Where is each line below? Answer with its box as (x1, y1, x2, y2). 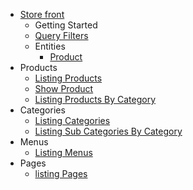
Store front (19, 9, 65, 20)
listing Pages (34, 168, 88, 179)
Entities (34, 40, 66, 52)
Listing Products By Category (34, 94, 157, 105)
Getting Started (34, 19, 98, 31)
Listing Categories (34, 115, 111, 126)
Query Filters (34, 30, 89, 41)
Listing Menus (34, 147, 93, 158)
